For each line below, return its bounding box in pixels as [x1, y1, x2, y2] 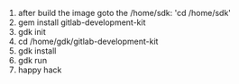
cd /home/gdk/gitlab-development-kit [17, 36, 159, 46]
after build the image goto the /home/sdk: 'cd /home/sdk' [17, 8, 232, 18]
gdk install [17, 46, 57, 56]
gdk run [17, 55, 48, 65]
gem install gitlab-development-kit [17, 17, 146, 28]
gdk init [17, 27, 47, 37]
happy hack [17, 64, 62, 75]
